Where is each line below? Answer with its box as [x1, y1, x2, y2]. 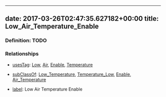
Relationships [5, 50, 39, 57]
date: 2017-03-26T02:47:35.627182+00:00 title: [5, 14, 159, 23]
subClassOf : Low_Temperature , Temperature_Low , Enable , [12, 71, 131, 77]
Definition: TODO [5, 37, 47, 44]
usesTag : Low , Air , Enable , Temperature [12, 61, 93, 67]
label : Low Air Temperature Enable [12, 86, 83, 92]
